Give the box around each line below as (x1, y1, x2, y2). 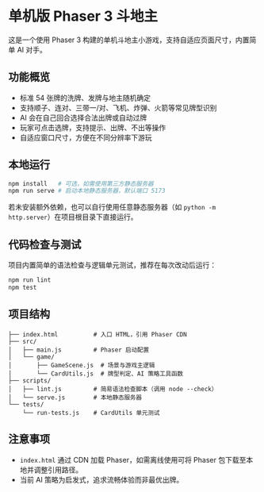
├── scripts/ (8, 376, 52, 385)
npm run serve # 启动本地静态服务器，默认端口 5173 (8, 187, 166, 195)
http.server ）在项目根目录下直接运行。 (8, 212, 138, 222)
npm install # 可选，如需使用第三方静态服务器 (8, 179, 154, 187)
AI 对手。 (17, 44, 48, 54)
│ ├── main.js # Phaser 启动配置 (8, 346, 149, 354)
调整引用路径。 (33, 465, 83, 475)
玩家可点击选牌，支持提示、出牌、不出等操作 (19, 122, 166, 132)
